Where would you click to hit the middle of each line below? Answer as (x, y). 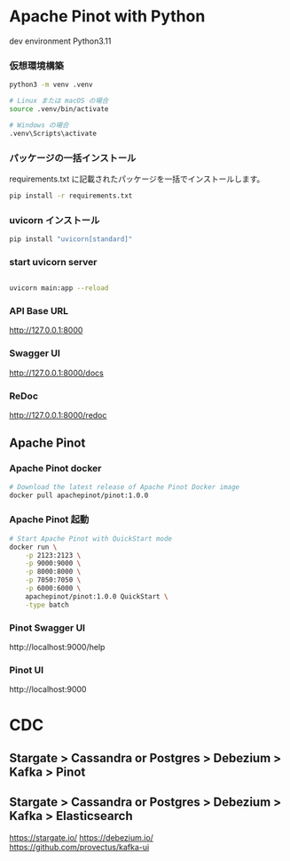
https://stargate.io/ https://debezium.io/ (81, 837)
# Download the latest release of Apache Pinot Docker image (125, 487)
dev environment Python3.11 (60, 41)
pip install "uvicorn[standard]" (71, 239)
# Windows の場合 (39, 125)
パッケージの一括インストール (73, 157)
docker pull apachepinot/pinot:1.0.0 (79, 495)
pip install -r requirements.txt (71, 196)
